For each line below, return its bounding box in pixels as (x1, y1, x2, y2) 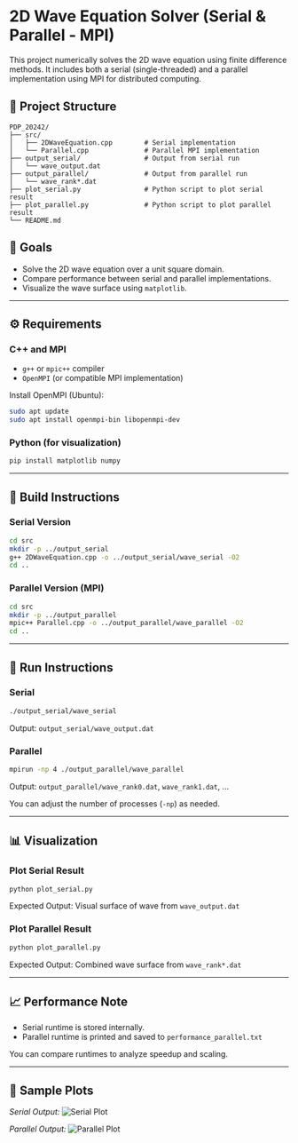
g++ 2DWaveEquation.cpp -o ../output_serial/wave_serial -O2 (9, 552, 240, 561)
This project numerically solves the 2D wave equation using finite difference (9, 54, 287, 65)
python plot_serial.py (9, 885, 93, 893)
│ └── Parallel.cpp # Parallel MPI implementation (9, 146, 260, 155)
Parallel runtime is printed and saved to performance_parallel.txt (21, 1032, 263, 1043)
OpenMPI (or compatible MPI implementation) (21, 373, 184, 384)
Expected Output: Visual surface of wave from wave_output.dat (9, 901, 240, 911)
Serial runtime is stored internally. (21, 1022, 145, 1033)
